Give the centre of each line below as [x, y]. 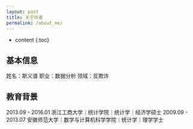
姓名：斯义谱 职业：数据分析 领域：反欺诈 [58, 76]
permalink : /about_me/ [34, 23]
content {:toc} [32, 40]
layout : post [22, 12]
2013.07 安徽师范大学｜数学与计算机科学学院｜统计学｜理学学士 [85, 120]
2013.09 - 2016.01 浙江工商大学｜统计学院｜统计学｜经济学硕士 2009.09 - [97, 112]
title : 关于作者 [25, 17]
